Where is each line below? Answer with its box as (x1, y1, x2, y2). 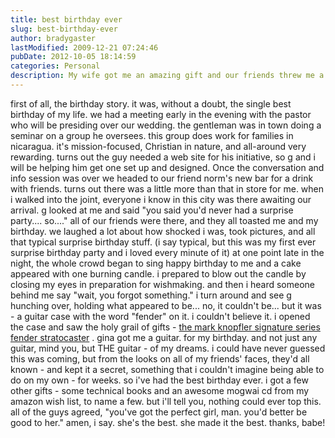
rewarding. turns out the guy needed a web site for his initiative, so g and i (10, 151, 316, 163)
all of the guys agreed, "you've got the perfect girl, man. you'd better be (10, 406, 308, 418)
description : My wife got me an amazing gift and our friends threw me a (10, 71, 325, 81)
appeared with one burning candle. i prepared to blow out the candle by (10, 267, 307, 280)
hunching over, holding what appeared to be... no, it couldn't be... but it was (10, 299, 322, 311)
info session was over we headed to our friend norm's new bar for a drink (10, 172, 314, 184)
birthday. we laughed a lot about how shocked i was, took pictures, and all (10, 225, 316, 237)
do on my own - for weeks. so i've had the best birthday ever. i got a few (10, 374, 309, 386)
